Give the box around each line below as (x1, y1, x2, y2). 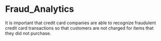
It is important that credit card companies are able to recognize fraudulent (5, 20, 156, 26)
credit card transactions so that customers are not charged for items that (5, 25, 154, 31)
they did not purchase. (5, 30, 51, 36)
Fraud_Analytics (5, 3, 74, 15)
